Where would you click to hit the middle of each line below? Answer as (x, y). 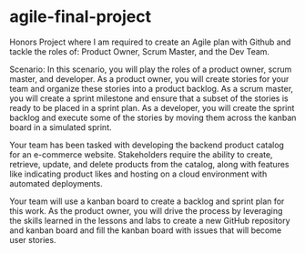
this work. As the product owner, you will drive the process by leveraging (146, 210)
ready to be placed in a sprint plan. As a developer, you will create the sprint (152, 107)
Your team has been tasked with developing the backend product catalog (147, 145)
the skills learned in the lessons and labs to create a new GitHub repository (150, 220)
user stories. (33, 239)
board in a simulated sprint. (61, 127)
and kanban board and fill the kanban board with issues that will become (146, 230)
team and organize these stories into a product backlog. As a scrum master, (152, 88)
